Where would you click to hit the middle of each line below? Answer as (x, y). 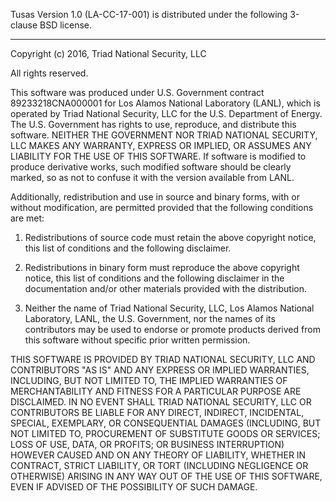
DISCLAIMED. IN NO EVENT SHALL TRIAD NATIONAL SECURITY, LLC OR (161, 402)
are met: (27, 218)
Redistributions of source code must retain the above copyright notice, (170, 237)
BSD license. (65, 25)
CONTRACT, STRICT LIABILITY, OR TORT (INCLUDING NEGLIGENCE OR (159, 465)
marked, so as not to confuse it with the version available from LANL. (152, 177)
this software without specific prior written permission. (137, 340)
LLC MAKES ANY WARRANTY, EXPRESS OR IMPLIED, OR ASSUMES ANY (161, 145)
